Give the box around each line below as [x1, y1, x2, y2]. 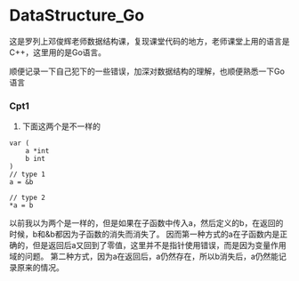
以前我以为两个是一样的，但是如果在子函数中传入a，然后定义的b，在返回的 [9, 218, 284, 229]
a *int [25, 147, 50, 156]
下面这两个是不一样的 [21, 121, 101, 132]
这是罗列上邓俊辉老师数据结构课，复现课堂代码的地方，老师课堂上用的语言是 [9, 36, 290, 46]
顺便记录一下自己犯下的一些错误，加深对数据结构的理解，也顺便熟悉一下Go [9, 66, 285, 76]
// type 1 [9, 170, 46, 179]
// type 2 [9, 193, 46, 203]
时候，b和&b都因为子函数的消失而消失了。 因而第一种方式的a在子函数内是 [9, 229, 280, 240]
